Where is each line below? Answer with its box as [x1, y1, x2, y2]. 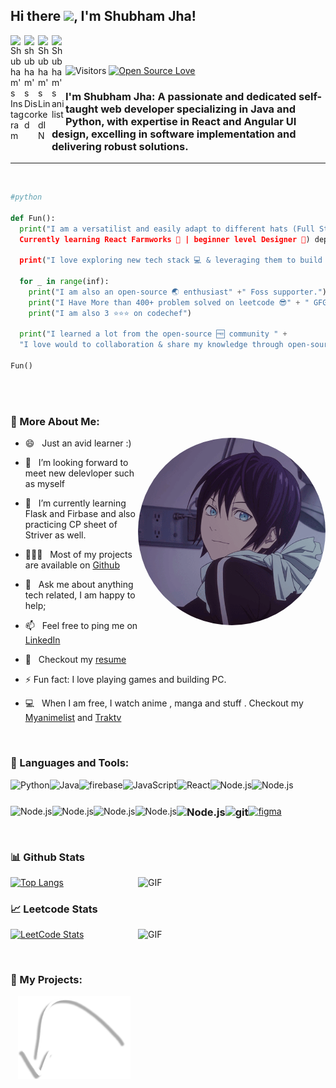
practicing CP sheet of [24, 519, 118, 531]
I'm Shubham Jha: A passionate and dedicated [65, 89, 297, 103]
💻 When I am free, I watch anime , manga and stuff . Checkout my [24, 697, 304, 709]
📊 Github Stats [10, 850, 85, 864]
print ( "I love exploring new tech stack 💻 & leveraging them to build [19, 255, 323, 266]
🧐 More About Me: [10, 414, 100, 428]
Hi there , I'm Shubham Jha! [10, 8, 197, 25]
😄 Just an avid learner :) [24, 437, 132, 449]
